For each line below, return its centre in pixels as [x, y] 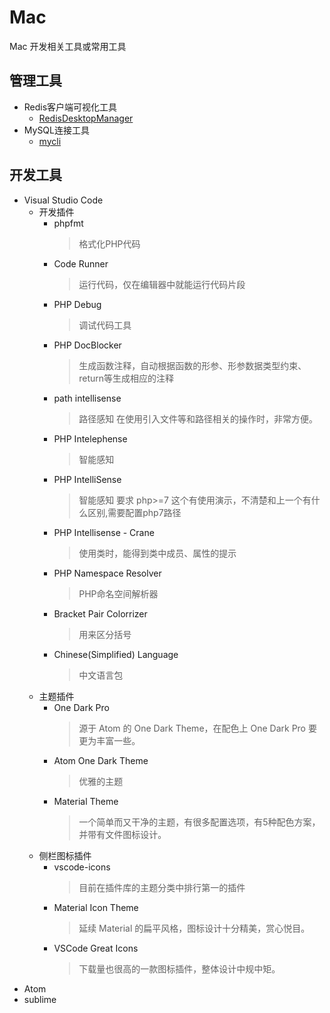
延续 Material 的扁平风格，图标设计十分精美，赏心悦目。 [194, 928]
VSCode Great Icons [96, 948]
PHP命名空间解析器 [118, 593]
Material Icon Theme [96, 907]
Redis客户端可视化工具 [70, 107]
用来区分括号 [105, 634]
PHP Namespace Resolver [107, 573]
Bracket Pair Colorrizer [100, 613]
